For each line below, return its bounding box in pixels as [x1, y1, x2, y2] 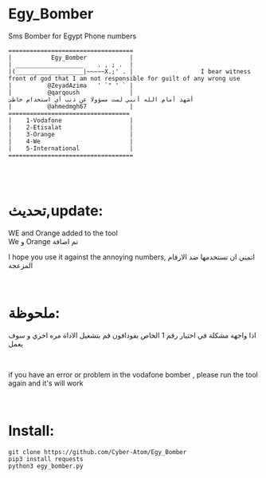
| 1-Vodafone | [8, 117, 134, 124]
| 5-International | [8, 144, 134, 152]
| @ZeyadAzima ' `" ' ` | [8, 81, 134, 89]
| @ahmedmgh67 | [8, 102, 134, 110]
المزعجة [8, 260, 33, 270]
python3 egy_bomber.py [8, 462, 84, 470]
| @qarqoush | [8, 89, 134, 97]
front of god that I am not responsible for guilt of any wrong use [8, 74, 241, 82]
